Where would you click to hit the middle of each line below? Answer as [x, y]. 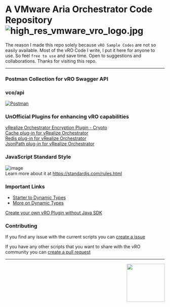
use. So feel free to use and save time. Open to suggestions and [73, 55]
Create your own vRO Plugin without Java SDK [54, 213]
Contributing [21, 225]
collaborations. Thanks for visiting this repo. [51, 61]
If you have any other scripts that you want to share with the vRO [73, 247]
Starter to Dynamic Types [39, 198]
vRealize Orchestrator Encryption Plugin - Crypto [56, 128]
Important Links [25, 186]
